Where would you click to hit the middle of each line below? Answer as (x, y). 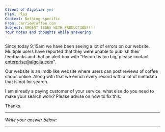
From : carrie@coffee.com (30, 23)
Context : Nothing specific (33, 19)
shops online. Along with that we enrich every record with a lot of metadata (81, 77)
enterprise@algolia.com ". (31, 62)
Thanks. (13, 106)
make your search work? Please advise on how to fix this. (63, 96)
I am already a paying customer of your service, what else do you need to (80, 91)
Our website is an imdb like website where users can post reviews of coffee (82, 71)
